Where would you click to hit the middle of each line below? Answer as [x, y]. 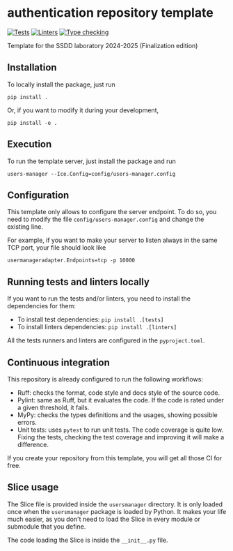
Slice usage [33, 487]
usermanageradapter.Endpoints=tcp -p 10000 [71, 261]
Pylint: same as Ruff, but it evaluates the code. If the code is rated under [121, 400]
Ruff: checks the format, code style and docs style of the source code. [119, 393]
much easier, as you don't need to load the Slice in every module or [104, 519]
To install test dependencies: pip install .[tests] [90, 319]
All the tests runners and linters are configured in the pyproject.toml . [106, 340]
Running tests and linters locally [78, 281]
